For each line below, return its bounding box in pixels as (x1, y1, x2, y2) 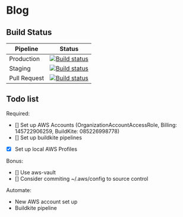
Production (9, 55, 40, 63)
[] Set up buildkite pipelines (14, 134, 82, 141)
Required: (6, 110, 30, 117)
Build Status (6, 27, 52, 37)
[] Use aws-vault (14, 168, 56, 175)
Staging (9, 65, 31, 72)
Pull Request (9, 74, 45, 82)
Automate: (6, 186, 31, 193)
